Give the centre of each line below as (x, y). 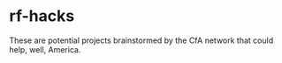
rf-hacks (42, 16)
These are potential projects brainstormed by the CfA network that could (141, 40)
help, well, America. (45, 49)
